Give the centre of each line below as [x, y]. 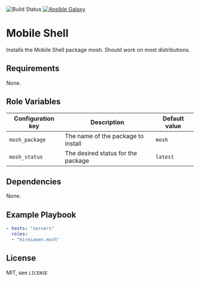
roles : [20, 234]
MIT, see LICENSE [27, 272]
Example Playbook [41, 215]
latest [165, 157]
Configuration [34, 118]
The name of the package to [104, 136]
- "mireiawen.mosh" [36, 239]
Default [174, 118]
